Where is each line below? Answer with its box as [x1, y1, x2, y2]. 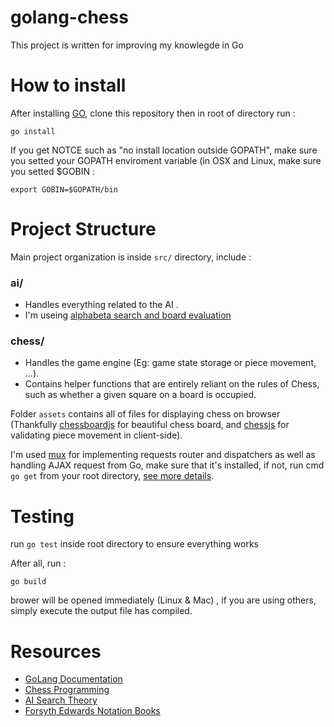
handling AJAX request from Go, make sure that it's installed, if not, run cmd [10, 459, 325, 471]
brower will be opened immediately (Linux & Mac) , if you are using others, [10, 594, 317, 606]
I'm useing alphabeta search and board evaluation [24, 309, 232, 321]
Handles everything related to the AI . [24, 299, 179, 311]
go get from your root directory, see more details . [10, 470, 215, 482]
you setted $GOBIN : [10, 165, 96, 177]
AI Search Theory [24, 694, 98, 706]
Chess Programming [24, 684, 110, 696]
